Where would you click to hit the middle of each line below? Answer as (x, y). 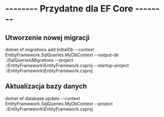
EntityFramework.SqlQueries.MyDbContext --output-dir (62, 55)
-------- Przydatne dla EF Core (69, 9)
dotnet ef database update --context (43, 98)
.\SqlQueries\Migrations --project (39, 60)
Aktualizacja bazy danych (46, 86)
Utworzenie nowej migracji (47, 38)
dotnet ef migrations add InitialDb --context (50, 50)
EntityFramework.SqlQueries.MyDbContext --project (59, 104)
